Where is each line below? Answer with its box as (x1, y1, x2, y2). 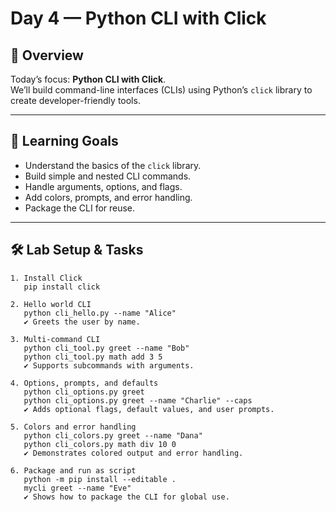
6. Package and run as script (10, 465, 137, 476)
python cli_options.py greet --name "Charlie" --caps (23, 395, 253, 406)
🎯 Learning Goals (10, 133, 119, 150)
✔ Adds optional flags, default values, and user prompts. (23, 404, 275, 414)
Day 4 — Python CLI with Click (10, 7, 267, 30)
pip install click (23, 282, 101, 292)
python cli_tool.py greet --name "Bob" (23, 343, 190, 353)
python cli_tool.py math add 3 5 (23, 352, 163, 362)
